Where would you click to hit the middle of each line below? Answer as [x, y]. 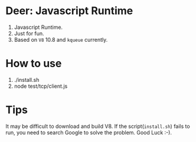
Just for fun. [29, 33]
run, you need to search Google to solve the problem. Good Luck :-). [89, 132]
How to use [34, 64]
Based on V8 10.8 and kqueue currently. [61, 39]
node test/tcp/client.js [41, 86]
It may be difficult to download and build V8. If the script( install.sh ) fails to [98, 126]
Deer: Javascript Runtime [69, 11]
